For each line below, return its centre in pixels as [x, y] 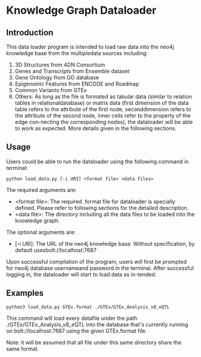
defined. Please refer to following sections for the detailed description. [102, 208]
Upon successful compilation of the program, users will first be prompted [97, 261]
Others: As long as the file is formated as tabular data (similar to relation [103, 97]
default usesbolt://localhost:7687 [56, 250]
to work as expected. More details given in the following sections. [96, 128]
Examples [25, 293]
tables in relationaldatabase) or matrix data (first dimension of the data [102, 103]
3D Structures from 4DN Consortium [60, 65]
